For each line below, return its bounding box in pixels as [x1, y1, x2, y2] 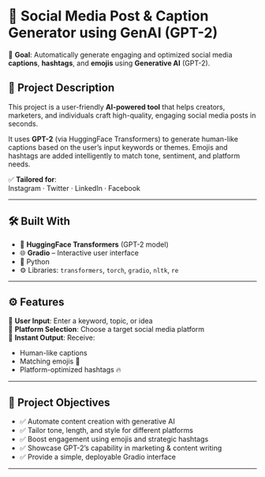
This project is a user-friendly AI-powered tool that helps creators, [8, 102, 226, 111]
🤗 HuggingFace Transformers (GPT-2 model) [19, 240, 169, 249]
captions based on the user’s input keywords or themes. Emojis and [8, 142, 228, 152]
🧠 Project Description [8, 81, 115, 95]
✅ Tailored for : [8, 174, 57, 184]
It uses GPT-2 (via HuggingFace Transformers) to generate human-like [8, 134, 239, 143]
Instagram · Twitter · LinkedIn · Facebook [8, 183, 140, 192]
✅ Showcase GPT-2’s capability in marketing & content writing [19, 443, 222, 453]
